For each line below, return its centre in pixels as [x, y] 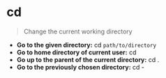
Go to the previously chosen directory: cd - [80, 67]
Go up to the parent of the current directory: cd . [88, 59]
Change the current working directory [78, 31]
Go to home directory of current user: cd [76, 52]
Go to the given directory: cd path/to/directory [86, 45]
